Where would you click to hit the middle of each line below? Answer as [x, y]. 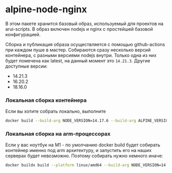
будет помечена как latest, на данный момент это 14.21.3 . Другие [78, 60]
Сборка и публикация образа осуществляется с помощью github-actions [85, 44]
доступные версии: [26, 66]
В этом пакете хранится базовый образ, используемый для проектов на [84, 24]
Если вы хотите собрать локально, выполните [56, 112]
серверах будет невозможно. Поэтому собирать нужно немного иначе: [84, 156]
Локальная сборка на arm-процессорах [58, 134]
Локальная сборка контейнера [46, 100]
